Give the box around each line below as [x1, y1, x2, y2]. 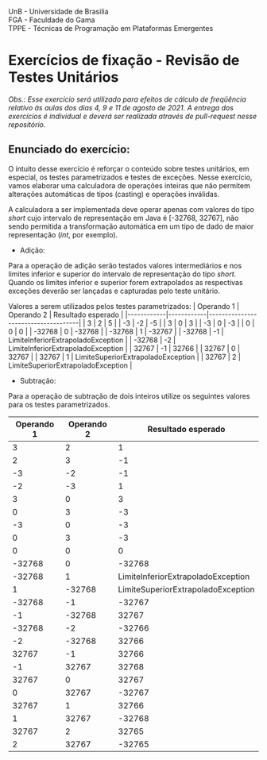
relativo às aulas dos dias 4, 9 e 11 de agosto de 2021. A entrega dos [8, 102, 234, 112]
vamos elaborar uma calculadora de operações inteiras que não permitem [8, 180, 250, 190]
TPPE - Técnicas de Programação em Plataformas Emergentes [8, 24, 214, 33]
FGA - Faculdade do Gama [8, 15, 95, 25]
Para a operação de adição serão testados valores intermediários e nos [8, 260, 242, 270]
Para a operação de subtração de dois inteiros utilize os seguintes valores [8, 391, 250, 400]
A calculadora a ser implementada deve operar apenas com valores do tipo [8, 204, 254, 214]
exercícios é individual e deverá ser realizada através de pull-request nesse [8, 111, 257, 121]
